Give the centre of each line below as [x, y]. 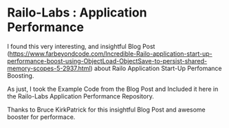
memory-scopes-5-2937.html [49, 68]
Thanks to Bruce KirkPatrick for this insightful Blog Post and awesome [107, 109]
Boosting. [21, 75]
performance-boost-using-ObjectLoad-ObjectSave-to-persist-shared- [107, 61]
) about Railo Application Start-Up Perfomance [156, 68]
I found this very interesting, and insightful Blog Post [81, 46]
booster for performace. [41, 117]
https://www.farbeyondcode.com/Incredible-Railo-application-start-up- [111, 54]
